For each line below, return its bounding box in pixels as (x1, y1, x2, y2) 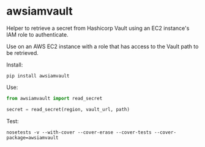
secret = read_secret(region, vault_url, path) (6, 106, 130, 112)
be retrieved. (6, 49, 39, 56)
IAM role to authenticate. (6, 30, 69, 38)
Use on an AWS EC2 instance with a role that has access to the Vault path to (6, 43, 199, 50)
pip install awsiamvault (6, 73, 70, 79)
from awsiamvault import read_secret (6, 95, 103, 101)
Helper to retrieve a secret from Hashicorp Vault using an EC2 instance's (6, 24, 190, 32)
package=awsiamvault (6, 134, 59, 141)
